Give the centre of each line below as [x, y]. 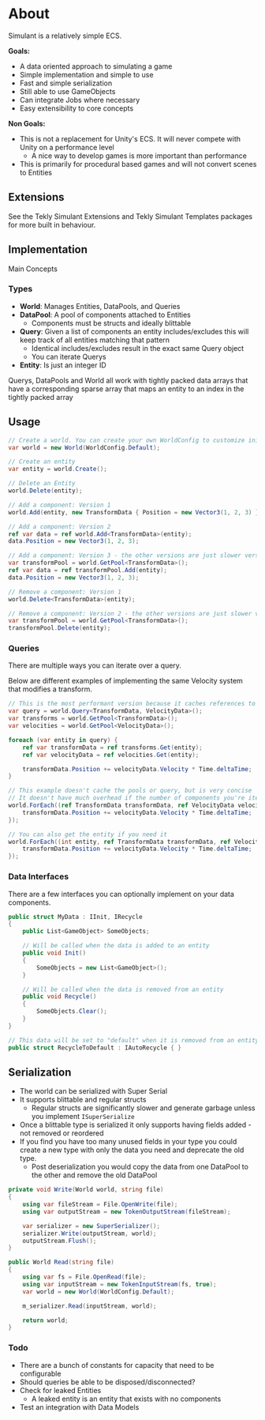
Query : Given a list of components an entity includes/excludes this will [134, 331]
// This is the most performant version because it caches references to [132, 704]
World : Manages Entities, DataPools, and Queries [100, 306]
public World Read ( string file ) [61, 1262]
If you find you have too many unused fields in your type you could [128, 1142]
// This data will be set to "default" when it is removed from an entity [134, 1040]
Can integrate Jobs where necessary [80, 100]
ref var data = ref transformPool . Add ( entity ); [88, 571]
